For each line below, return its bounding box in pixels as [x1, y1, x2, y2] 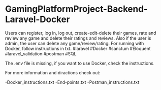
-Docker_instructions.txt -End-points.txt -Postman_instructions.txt [5, 79, 139, 85]
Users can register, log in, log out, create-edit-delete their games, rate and [5, 30, 156, 36]
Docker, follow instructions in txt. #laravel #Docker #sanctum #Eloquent [5, 45, 151, 51]
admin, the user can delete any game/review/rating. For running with [5, 40, 144, 46]
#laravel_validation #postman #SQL [5, 50, 77, 57]
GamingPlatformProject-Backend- [5, 3, 148, 15]
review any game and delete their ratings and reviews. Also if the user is [5, 35, 152, 41]
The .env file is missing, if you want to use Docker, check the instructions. [5, 60, 155, 66]
